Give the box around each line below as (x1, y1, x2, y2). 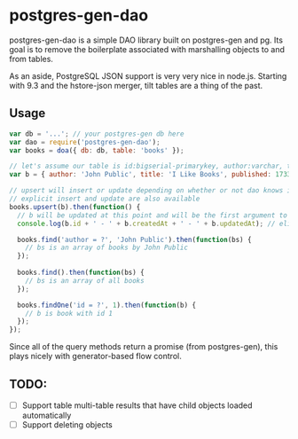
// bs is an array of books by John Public (25, 243, 189, 253)
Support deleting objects (21, 419, 113, 430)
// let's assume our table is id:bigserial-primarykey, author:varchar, (9, 161, 284, 171)
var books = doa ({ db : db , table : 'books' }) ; (9, 145, 184, 155)
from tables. (9, 53, 53, 64)
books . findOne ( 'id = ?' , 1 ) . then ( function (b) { (17, 301, 197, 310)
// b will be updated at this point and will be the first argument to (17, 210, 288, 220)
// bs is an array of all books (25, 276, 145, 285)
